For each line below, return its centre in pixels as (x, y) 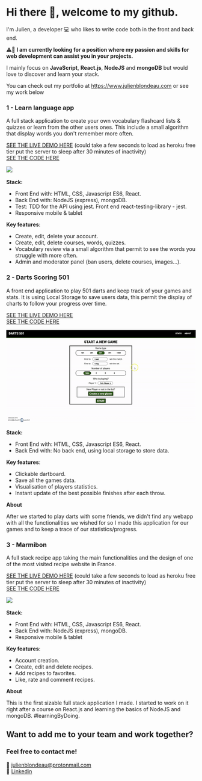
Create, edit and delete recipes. (54, 667)
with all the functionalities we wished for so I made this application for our (97, 522)
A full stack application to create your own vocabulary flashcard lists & (93, 121)
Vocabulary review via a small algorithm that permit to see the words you (105, 249)
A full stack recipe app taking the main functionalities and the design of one (100, 558)
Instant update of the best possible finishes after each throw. (90, 493)
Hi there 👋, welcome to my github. (92, 12)
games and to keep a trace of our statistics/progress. (72, 529)
